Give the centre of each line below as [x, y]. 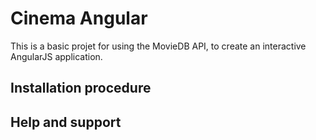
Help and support [66, 122]
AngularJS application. [56, 56]
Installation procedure [81, 88]
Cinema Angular [79, 18]
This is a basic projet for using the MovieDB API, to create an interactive [158, 46]
